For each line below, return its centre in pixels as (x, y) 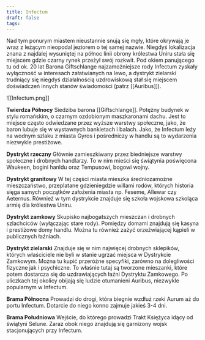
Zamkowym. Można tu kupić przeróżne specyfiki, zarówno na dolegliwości (100, 261)
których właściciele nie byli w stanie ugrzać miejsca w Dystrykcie (89, 255)
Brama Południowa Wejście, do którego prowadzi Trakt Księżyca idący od (100, 317)
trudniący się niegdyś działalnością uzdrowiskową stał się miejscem (92, 79)
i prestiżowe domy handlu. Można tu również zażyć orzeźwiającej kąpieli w (101, 230)
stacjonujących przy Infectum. (44, 330)
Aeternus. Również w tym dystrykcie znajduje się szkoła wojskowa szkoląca (102, 199)
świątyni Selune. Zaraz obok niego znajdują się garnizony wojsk (87, 324)
